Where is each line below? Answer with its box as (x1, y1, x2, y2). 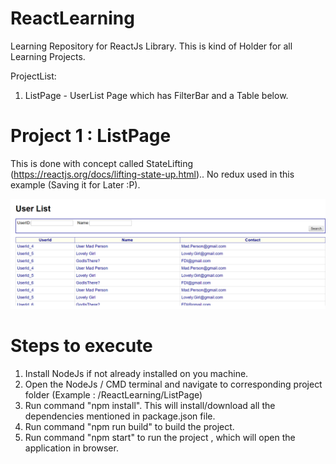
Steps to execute (10, 335, 153, 357)
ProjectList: (10, 70, 57, 82)
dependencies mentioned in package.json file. (24, 410, 216, 422)
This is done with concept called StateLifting (10, 157, 194, 169)
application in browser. (24, 442, 119, 454)
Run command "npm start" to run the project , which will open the (24, 432, 296, 444)
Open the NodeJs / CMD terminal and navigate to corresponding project (24, 378, 323, 391)
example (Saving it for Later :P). (10, 178, 141, 191)
